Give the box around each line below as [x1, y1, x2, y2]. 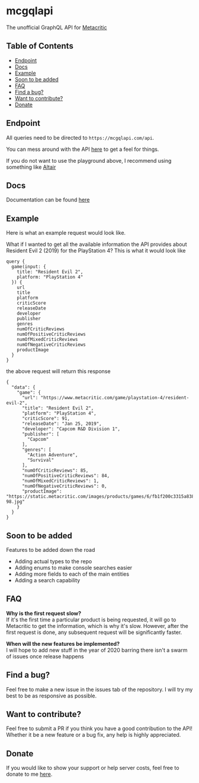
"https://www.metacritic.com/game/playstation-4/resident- [40, 395, 190, 401]
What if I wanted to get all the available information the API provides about [6, 241, 187, 248]
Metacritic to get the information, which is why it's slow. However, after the [6, 622, 188, 629]
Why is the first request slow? [6, 610, 82, 617]
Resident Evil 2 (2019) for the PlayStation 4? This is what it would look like [6, 247, 186, 254]
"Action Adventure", [27, 452, 78, 458]
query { [6, 258, 25, 265]
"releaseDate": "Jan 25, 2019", [21, 421, 102, 427]
